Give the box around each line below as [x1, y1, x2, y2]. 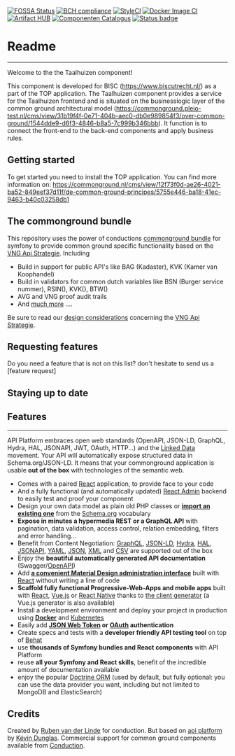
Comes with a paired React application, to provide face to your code [17, 479, 214, 488]
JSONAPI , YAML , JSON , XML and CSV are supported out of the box [17, 546, 213, 554]
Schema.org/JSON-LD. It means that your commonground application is [7, 458, 215, 467]
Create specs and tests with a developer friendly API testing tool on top [17, 628, 227, 636]
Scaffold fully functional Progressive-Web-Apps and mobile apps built [17, 583, 226, 591]
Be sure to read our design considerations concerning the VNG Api [7, 313, 200, 321]
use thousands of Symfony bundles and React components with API [17, 643, 219, 651]
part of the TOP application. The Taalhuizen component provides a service [7, 89, 222, 97]
